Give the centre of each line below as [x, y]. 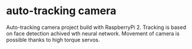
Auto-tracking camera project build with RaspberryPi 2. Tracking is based [96, 27]
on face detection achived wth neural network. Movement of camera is [93, 33]
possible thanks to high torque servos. [53, 40]
